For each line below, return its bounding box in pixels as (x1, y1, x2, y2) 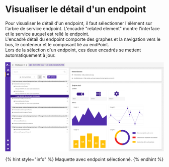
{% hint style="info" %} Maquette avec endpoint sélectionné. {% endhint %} (5, 156, 164, 162)
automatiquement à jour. (5, 52, 56, 58)
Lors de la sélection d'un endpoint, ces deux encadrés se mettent (5, 47, 141, 53)
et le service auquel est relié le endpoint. (5, 31, 90, 37)
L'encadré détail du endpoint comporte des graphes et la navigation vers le (5, 36, 161, 42)
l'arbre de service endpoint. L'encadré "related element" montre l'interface (5, 25, 160, 31)
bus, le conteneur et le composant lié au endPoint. (5, 41, 110, 47)
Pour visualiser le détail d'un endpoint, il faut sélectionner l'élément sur (5, 20, 152, 26)
